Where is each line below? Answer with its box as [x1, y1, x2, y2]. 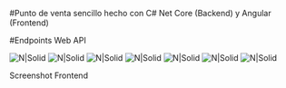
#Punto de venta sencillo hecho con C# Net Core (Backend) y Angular [9, 8, 271, 18]
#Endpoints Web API [9, 35, 86, 45]
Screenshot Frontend [9, 70, 89, 81]
